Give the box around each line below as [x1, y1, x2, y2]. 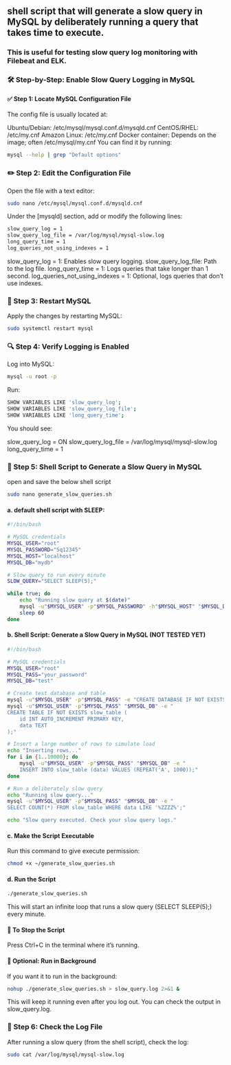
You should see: [7, 424, 53, 432]
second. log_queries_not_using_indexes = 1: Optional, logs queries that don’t [7, 272, 223, 280]
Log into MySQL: [7, 360, 55, 369]
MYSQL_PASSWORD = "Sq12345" [7, 546, 81, 553]
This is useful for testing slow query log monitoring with [7, 47, 198, 57]
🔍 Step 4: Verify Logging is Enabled [7, 342, 129, 351]
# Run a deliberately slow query [7, 785, 103, 792]
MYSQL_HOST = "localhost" [7, 553, 76, 560]
